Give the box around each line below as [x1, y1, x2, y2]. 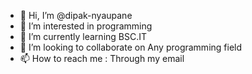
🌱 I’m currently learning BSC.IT [19, 31, 148, 42]
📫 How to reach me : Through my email [19, 53, 185, 64]
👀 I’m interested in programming [19, 20, 153, 32]
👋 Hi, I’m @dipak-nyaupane [19, 10, 133, 21]
